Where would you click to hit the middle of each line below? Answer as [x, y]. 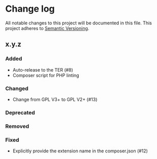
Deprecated [20, 112]
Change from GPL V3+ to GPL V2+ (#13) [55, 99]
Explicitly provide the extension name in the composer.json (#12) [80, 151]
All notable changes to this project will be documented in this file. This [79, 23]
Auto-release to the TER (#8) [43, 70]
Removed [17, 126]
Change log [30, 9]
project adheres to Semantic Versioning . [47, 28]
